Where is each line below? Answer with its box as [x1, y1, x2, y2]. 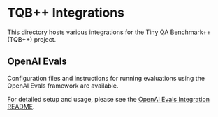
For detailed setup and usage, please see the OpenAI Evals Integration [7, 95, 210, 103]
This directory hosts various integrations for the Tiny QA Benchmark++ [7, 28, 212, 36]
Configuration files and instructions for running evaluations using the [7, 74, 205, 82]
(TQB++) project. [7, 35, 57, 43]
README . [7, 102, 35, 111]
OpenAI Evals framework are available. [7, 81, 119, 90]
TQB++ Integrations [7, 5, 124, 21]
